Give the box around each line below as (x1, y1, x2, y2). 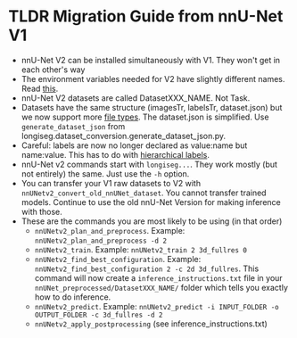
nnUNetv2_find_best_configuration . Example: (34, 253, 202, 264)
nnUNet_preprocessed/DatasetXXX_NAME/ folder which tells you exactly (34, 282, 289, 293)
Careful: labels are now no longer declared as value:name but (21, 140, 248, 151)
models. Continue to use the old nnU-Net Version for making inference (21, 196, 282, 207)
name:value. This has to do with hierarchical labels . (21, 149, 210, 160)
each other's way (21, 64, 86, 75)
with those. (21, 206, 63, 217)
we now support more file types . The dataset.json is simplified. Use (21, 111, 269, 122)
